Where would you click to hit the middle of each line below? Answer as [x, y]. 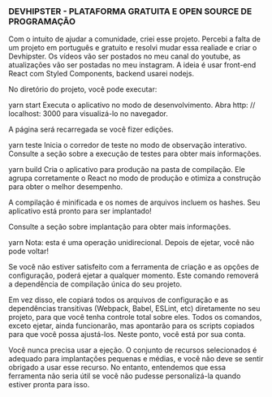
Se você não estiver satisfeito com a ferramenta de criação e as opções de [134, 267]
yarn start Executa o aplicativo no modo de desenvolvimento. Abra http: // [132, 105]
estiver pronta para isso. [49, 385]
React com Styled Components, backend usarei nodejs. [101, 74]
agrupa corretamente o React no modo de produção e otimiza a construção [135, 178]
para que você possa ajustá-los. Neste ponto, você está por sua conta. [127, 334]
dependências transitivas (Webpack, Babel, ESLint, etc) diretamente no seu [134, 309]
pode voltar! [29, 251]
